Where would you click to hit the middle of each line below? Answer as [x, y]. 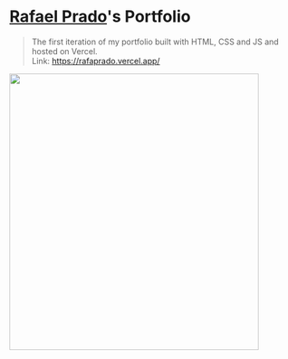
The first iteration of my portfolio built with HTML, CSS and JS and [155, 42]
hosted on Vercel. [64, 51]
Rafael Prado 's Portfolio [100, 17]
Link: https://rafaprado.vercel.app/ [96, 61]
